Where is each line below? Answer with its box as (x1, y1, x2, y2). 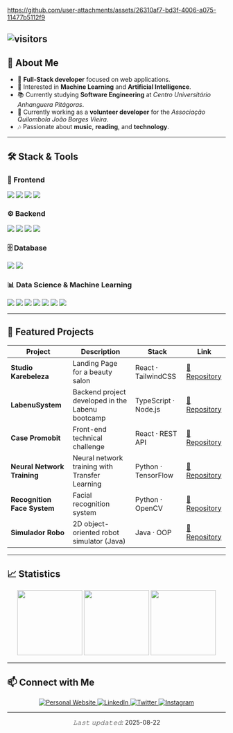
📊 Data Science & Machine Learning (7, 280, 132, 290)
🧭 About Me (7, 57, 59, 69)
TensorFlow (135, 470, 174, 480)
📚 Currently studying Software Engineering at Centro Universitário (17, 90, 212, 99)
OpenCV (135, 503, 163, 513)
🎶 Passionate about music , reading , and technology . (17, 123, 170, 131)
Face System (10, 503, 55, 513)
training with (72, 462, 113, 471)
